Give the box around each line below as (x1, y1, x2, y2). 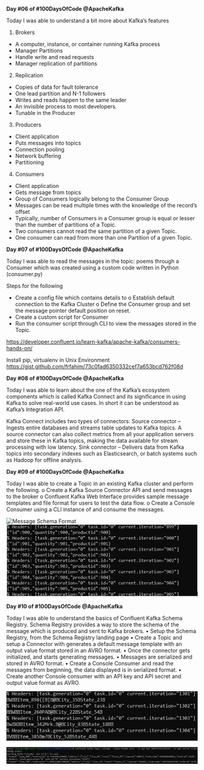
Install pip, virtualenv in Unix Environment (6, 356, 110, 364)
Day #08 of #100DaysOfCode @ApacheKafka (6, 375, 124, 382)
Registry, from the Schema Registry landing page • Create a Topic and (6, 634, 183, 641)
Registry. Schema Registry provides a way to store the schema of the (6, 621, 179, 628)
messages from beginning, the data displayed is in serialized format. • (6, 666, 182, 674)
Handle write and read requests (15, 54, 94, 60)
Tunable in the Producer (15, 109, 76, 116)
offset (15, 208, 30, 215)
